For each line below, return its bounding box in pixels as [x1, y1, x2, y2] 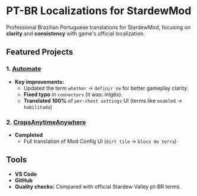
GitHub [14, 177, 33, 184]
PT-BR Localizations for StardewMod [6, 4, 192, 18]
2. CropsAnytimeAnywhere [6, 118, 86, 126]
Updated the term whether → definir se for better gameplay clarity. [23, 84, 189, 92]
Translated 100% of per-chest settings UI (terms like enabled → [23, 97, 182, 104]
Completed [14, 131, 43, 138]
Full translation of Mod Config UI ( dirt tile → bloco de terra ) [23, 138, 177, 145]
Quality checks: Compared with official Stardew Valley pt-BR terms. [14, 183, 182, 190]
